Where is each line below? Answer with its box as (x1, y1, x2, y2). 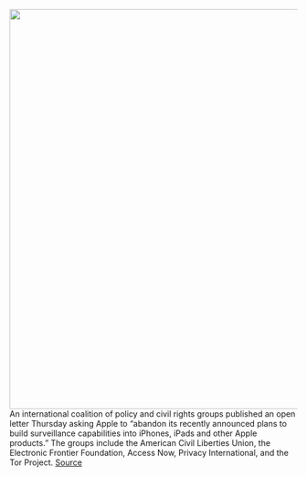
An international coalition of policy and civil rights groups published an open (9, 408, 296, 419)
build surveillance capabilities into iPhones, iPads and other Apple (9, 428, 258, 439)
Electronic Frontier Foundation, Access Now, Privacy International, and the (9, 448, 290, 458)
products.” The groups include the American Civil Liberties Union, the (9, 438, 271, 448)
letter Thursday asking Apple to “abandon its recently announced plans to (9, 419, 288, 429)
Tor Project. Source (9, 457, 82, 468)
